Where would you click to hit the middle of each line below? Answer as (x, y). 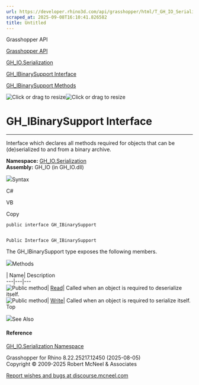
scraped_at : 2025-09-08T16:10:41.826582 (57, 17)
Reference (19, 333)
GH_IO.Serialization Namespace (45, 346)
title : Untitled (26, 23)
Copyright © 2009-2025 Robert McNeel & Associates (72, 364)
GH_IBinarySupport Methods (41, 86)
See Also (23, 319)
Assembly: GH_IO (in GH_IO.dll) (45, 168)
